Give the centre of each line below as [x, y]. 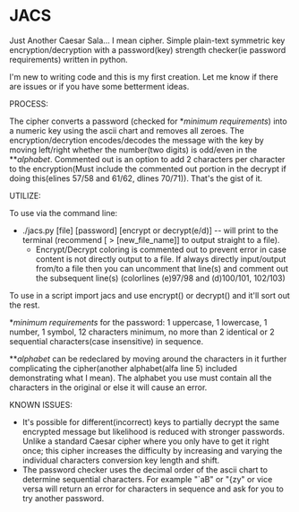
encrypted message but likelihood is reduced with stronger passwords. [153, 431]
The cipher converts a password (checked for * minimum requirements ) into [149, 121]
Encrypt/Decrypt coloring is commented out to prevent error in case [161, 249]
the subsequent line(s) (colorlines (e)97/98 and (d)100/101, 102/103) [161, 278]
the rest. [25, 305]
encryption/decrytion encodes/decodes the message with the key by [137, 140]
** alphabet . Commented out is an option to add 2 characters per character [147, 159]
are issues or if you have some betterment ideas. [99, 86]
